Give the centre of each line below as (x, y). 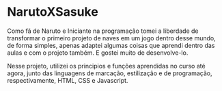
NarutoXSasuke (53, 12)
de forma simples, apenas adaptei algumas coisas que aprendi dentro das (111, 45)
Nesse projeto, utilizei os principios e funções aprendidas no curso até (107, 66)
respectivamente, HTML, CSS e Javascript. (68, 80)
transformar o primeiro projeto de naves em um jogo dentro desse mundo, (112, 38)
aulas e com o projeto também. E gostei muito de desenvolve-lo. (98, 53)
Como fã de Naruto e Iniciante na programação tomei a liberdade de (103, 31)
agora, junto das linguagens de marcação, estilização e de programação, (110, 73)
